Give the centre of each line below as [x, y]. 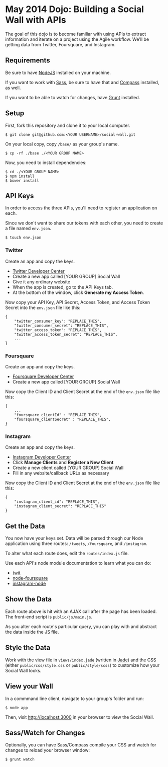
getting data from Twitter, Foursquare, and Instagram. [60, 44]
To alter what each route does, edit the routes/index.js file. [67, 553]
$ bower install [22, 180]
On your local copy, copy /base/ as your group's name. [62, 144]
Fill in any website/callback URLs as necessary [61, 473]
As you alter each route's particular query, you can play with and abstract [81, 626]
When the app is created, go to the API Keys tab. [63, 287]
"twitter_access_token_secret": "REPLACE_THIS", [66, 334]
